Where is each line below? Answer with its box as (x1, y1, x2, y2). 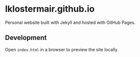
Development (5, 34, 47, 42)
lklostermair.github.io (5, 3, 95, 15)
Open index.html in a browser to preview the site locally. (5, 46, 119, 52)
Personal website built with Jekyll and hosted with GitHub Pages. (5, 19, 136, 25)
